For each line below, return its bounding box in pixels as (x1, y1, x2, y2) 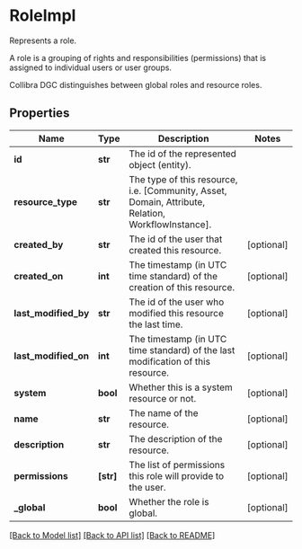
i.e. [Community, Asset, (129, 184, 227, 197)
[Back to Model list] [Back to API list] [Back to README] (9, 529, 216, 540)
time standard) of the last (129, 343, 235, 356)
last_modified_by (13, 306, 90, 319)
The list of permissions (129, 458, 226, 471)
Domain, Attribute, (129, 195, 205, 208)
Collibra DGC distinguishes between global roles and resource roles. (9, 79, 262, 90)
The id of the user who (129, 296, 225, 308)
